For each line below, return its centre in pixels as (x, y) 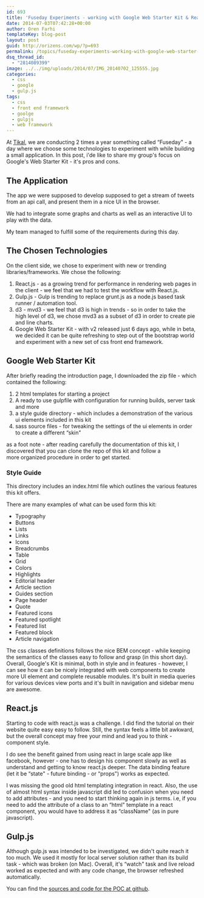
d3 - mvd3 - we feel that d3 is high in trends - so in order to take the (100, 309)
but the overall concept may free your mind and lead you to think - (89, 736)
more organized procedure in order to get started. (69, 457)
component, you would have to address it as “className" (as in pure (93, 811)
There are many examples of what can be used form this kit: (81, 504)
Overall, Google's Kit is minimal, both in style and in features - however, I (97, 663)
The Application (37, 181)
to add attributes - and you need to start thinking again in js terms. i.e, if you (101, 798)
